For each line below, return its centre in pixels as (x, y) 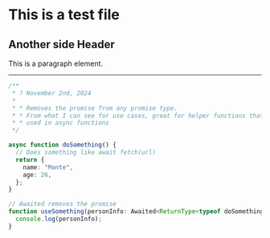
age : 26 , (37, 175)
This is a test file (64, 15)
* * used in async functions (61, 123)
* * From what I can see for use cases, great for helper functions (129, 115)
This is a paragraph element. (55, 63)
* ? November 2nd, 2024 (51, 93)
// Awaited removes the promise (62, 204)
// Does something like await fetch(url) (86, 152)
